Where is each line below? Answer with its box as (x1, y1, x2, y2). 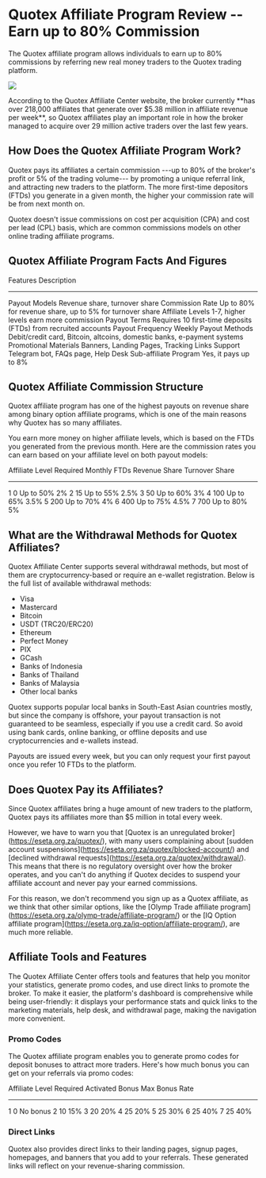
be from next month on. (8, 198, 85, 208)
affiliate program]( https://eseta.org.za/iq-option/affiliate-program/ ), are (8, 919, 240, 928)
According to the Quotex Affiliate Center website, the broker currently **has (8, 95, 256, 105)
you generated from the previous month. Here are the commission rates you (8, 442, 256, 452)
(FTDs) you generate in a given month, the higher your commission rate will (8, 191, 254, 200)
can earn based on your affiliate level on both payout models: (8, 450, 208, 460)
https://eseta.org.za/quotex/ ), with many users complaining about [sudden (10, 836, 254, 845)
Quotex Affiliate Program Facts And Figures (8, 254, 227, 268)
